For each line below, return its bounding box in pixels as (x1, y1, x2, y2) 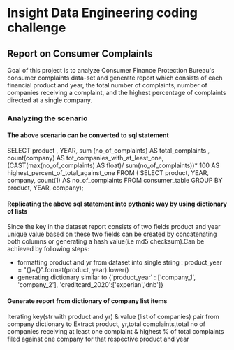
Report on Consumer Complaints (7, 48, 153, 59)
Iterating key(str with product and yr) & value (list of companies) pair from (7, 312, 219, 321)
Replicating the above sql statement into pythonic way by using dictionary (7, 199, 228, 208)
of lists (7, 206, 28, 215)
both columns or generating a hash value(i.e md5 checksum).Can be (7, 237, 205, 246)
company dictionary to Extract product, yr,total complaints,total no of (7, 320, 206, 328)
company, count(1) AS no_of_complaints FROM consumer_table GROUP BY (7, 176, 223, 185)
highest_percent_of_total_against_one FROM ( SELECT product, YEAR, (7, 169, 210, 177)
